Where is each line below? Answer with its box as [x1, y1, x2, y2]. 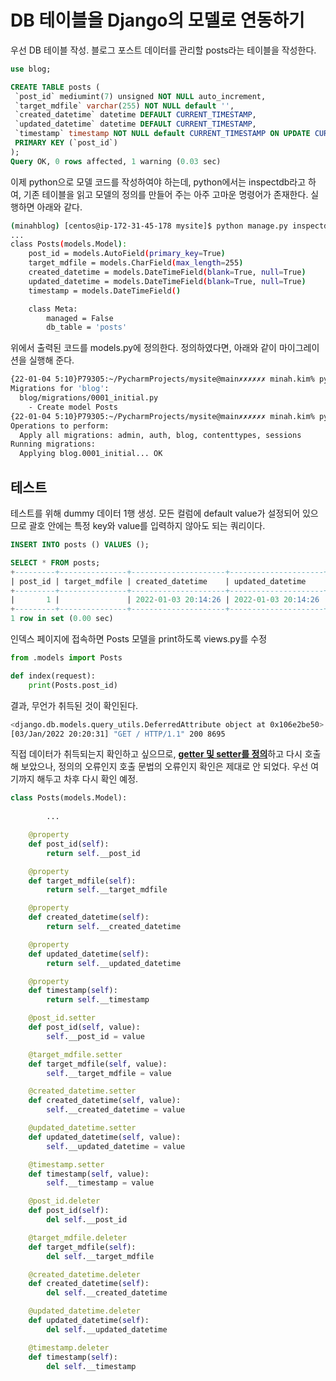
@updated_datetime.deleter [28, 1306, 141, 1316]
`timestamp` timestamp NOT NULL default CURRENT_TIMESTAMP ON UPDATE [14, 129, 311, 139]
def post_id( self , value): [28, 1022, 141, 1032]
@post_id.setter [28, 1013, 97, 1023]
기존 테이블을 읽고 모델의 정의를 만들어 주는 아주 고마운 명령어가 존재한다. [23, 188, 309, 200]
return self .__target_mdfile [46, 885, 168, 895]
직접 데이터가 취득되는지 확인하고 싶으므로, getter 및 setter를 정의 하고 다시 [10, 748, 303, 760]
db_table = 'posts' [46, 322, 128, 333]
